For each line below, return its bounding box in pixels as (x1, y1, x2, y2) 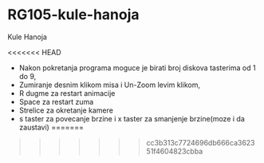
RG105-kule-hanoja (7, 6, 140, 24)
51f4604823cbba (146, 146, 203, 156)
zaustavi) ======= (18, 122, 85, 132)
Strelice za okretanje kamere (18, 105, 113, 115)
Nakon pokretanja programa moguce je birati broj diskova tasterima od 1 (18, 62, 256, 73)
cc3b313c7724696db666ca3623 (146, 137, 256, 147)
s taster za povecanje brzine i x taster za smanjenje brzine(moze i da (18, 113, 245, 123)
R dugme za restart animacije (18, 88, 116, 97)
